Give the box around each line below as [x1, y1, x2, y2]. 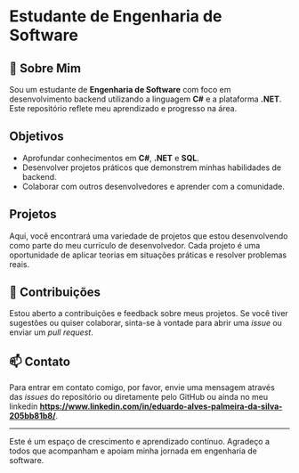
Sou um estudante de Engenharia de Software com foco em [9, 85, 231, 94]
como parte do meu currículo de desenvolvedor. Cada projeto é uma [9, 240, 261, 250]
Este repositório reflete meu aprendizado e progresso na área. [9, 103, 238, 113]
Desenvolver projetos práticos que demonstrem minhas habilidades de [21, 162, 282, 173]
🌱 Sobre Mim [9, 61, 82, 76]
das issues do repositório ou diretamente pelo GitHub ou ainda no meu [9, 392, 269, 403]
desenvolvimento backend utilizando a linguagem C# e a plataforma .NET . [9, 94, 282, 104]
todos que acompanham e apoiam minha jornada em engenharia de [9, 445, 258, 456]
